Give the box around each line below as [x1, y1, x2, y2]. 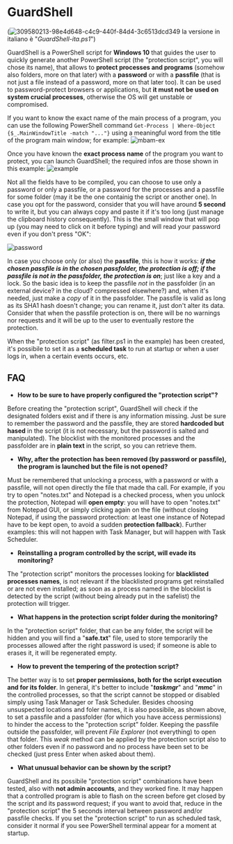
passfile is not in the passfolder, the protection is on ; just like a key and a [7, 272, 220, 280]
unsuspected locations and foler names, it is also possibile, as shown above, [7, 705, 226, 713]
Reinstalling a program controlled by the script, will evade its [17, 549, 196, 557]
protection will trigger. [7, 599, 70, 607]
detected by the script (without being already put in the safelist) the [7, 591, 200, 600]
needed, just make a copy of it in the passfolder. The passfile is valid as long [7, 294, 226, 302]
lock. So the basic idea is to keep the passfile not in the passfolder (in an [7, 279, 216, 287]
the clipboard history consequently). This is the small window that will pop [7, 214, 220, 223]
